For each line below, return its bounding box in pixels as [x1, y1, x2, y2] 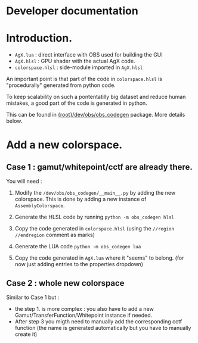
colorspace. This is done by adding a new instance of [14, 195, 147, 203]
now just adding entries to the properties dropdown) [14, 261, 144, 268]
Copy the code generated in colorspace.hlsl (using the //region [14, 225, 175, 232]
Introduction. [6, 32, 73, 45]
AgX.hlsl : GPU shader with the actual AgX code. [14, 58, 135, 65]
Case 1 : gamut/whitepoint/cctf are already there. [6, 162, 193, 172]
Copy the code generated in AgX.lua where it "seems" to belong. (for [14, 254, 184, 261]
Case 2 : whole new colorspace [6, 278, 125, 288]
